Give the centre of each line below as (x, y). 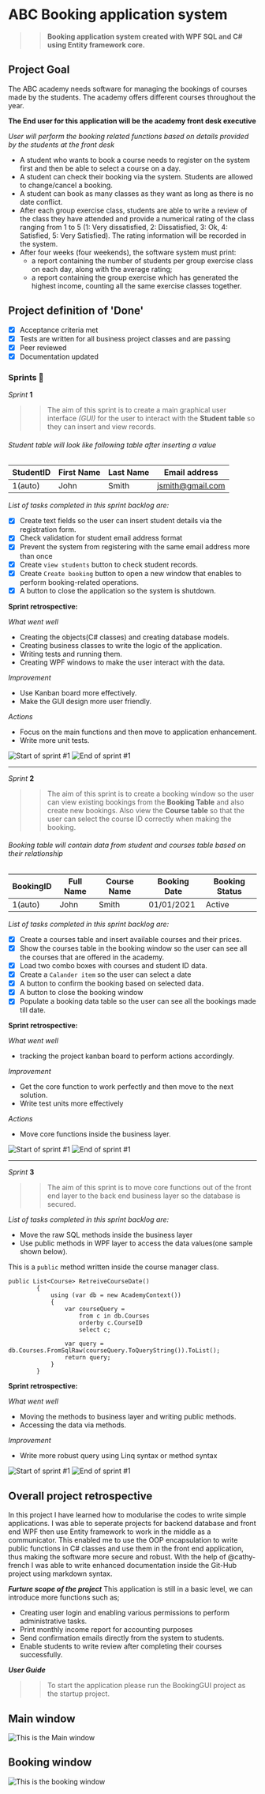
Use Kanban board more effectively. (78, 692)
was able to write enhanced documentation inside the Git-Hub (136, 1566)
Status (229, 891)
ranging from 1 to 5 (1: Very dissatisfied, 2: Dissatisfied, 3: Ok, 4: (124, 227)
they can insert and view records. (101, 427)
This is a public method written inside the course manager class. (114, 1267)
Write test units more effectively (71, 1103)
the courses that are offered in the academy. (91, 957)
